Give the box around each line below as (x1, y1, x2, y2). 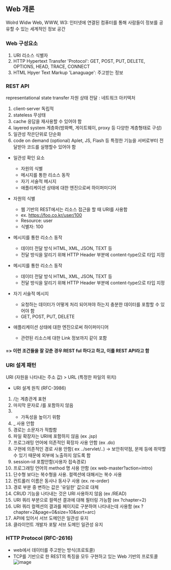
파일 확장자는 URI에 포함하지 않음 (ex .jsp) (13, 433, 98, 439)
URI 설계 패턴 (6, 361, 37, 368)
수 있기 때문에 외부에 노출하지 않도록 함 (13, 452, 91, 458)
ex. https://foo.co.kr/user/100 (20, 212, 82, 218)
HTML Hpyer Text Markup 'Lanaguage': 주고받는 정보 (13, 69, 124, 76)
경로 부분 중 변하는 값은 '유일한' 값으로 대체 (13, 484, 99, 490)
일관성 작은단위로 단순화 (13, 131, 62, 137)
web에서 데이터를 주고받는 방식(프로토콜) (13, 547, 95, 553)
